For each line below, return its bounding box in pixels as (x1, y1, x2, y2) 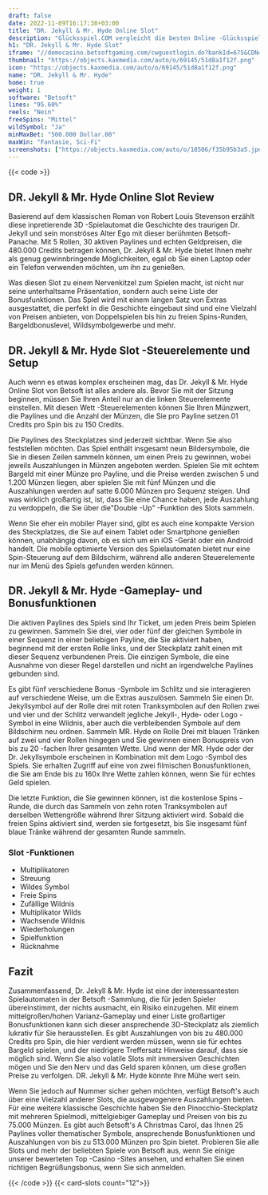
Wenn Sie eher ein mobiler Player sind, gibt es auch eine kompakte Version (8, 518, 255, 528)
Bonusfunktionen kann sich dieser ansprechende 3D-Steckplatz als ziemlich (8, 1019, 259, 1029)
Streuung (19, 874, 50, 883)
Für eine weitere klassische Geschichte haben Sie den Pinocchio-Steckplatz (8, 1103, 258, 1113)
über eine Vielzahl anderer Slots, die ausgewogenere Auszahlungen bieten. (8, 1094, 255, 1104)
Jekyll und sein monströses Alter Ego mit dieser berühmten (8, 228, 203, 238)
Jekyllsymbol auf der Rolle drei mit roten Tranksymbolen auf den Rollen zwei (8, 701, 260, 711)
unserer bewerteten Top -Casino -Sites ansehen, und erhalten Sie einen (8, 1153, 245, 1163)
